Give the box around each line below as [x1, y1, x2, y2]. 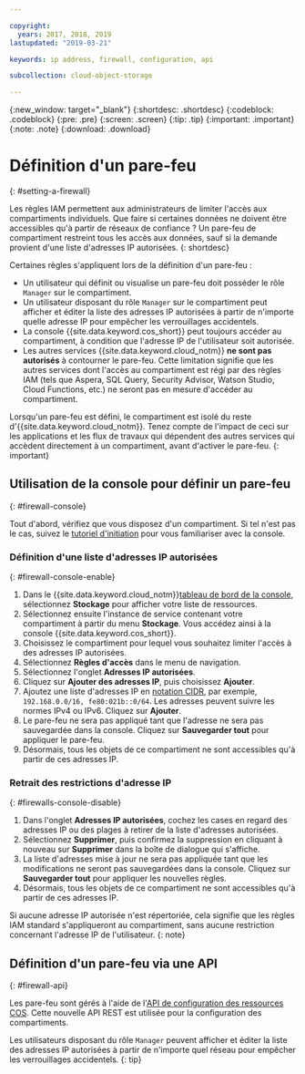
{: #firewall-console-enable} [9, 572, 116, 583]
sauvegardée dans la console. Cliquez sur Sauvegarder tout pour [22, 725, 269, 736]
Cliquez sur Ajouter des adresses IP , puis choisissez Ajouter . [22, 676, 255, 687]
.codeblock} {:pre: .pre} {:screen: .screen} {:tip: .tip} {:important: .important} [9, 114, 295, 125]
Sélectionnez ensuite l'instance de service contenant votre [22, 608, 243, 620]
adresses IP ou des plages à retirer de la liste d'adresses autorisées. [22, 824, 280, 835]
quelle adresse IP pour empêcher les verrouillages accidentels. [22, 316, 259, 327]
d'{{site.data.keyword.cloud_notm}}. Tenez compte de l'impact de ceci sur [9, 421, 290, 432]
